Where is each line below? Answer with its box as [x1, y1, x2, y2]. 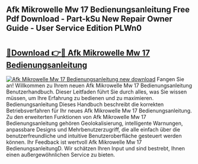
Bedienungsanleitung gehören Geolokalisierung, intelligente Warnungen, [6, 120, 183, 127]
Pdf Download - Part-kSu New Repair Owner [6, 14, 173, 24]
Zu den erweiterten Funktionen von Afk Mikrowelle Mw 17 [6, 114, 146, 120]
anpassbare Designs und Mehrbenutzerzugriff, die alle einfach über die [6, 126, 181, 133]
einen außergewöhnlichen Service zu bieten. [6, 151, 116, 158]
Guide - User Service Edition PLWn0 [6, 23, 142, 33]
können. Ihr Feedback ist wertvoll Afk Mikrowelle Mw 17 [6, 139, 142, 146]
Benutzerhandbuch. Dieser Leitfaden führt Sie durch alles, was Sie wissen [6, 88, 187, 95]
